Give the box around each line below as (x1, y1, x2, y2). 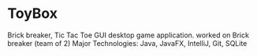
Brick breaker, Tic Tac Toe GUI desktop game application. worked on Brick (7, 30, 250, 40)
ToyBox (7, 5, 58, 23)
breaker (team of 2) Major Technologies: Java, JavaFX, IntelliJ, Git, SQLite (7, 38, 248, 47)
